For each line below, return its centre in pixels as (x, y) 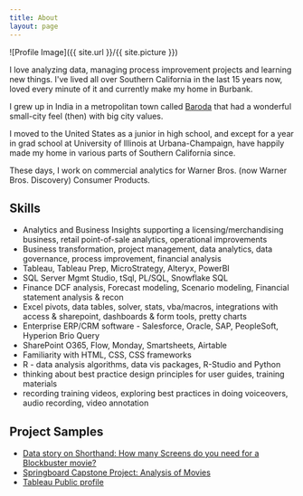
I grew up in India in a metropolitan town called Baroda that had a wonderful (151, 106)
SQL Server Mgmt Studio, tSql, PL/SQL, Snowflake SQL (125, 278)
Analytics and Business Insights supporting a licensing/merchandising (153, 230)
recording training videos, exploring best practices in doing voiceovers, (155, 394)
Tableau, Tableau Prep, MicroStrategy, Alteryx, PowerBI (126, 269)
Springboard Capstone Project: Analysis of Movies (116, 472)
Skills (25, 208)
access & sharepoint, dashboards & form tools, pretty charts (134, 317)
